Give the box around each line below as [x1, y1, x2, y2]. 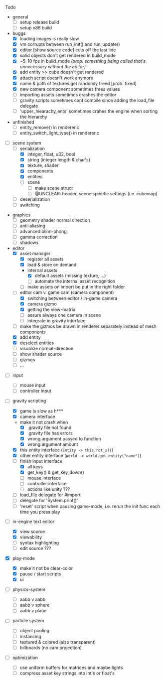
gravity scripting [12, 398, 46, 404]
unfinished [12, 119, 34, 125]
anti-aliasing [19, 223, 46, 229]
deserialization [19, 196, 50, 202]
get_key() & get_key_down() [27, 469, 85, 475]
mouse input [19, 382, 46, 388]
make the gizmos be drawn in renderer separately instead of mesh [19, 323, 157, 329]
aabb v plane [19, 608, 47, 614]
